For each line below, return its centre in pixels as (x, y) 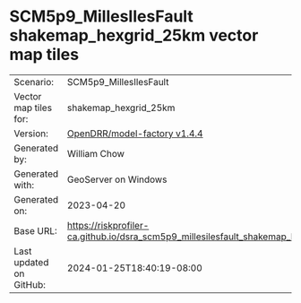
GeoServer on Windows (117, 179)
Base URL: (36, 230)
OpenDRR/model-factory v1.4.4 (135, 134)
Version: (31, 134)
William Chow (96, 153)
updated (31, 262)
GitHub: (30, 284)
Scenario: (34, 82)
